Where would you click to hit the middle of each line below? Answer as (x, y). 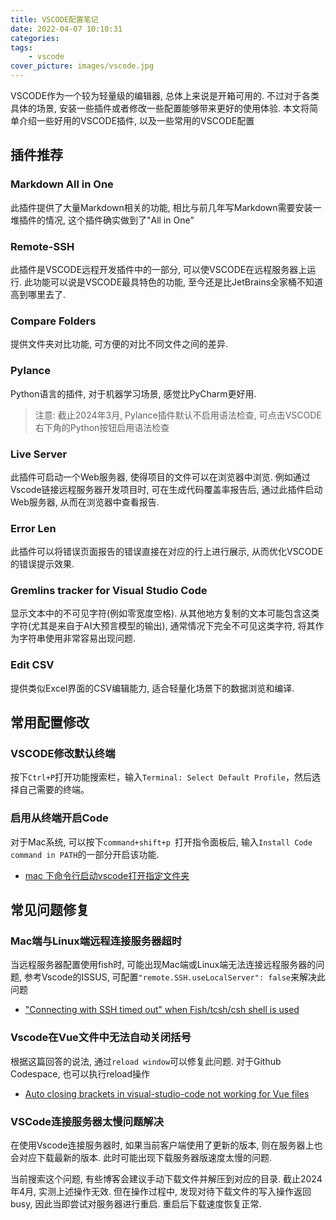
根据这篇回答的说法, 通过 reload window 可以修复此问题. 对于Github (146, 1061)
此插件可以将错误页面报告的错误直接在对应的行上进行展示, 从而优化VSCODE (167, 552)
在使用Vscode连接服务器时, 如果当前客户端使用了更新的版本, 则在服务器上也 (166, 1145)
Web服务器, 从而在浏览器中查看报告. (85, 502)
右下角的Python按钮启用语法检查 (102, 427)
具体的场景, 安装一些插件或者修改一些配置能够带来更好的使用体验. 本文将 (160, 108)
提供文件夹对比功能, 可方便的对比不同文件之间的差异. (119, 344)
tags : (21, 47)
